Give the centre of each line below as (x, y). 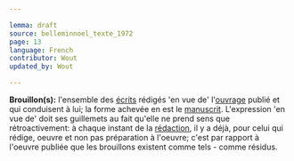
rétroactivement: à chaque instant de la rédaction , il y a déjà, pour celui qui (146, 128)
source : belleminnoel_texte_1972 (71, 33)
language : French (41, 50)
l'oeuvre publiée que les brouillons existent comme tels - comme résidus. (143, 147)
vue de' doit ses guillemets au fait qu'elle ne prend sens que (119, 118)
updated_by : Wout (41, 67)
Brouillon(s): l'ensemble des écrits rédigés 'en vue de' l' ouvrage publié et (145, 100)
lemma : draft (33, 25)
